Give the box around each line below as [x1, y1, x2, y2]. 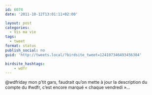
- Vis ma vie [9, 30, 36, 35]
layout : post [5, 21, 32, 25]
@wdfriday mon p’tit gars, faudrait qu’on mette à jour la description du [5, 79, 148, 85]
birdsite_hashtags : [5, 61, 45, 66]
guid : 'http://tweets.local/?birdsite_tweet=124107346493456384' [5, 52, 142, 57]
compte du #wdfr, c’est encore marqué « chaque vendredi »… [5, 84, 130, 91]
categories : [5, 25, 30, 30]
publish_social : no [5, 47, 45, 53]
